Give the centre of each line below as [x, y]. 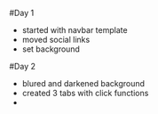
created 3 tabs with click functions [85, 93]
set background [51, 49]
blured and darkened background [83, 83]
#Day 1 [22, 13]
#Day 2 [22, 66]
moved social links [56, 40]
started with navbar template [75, 30]
